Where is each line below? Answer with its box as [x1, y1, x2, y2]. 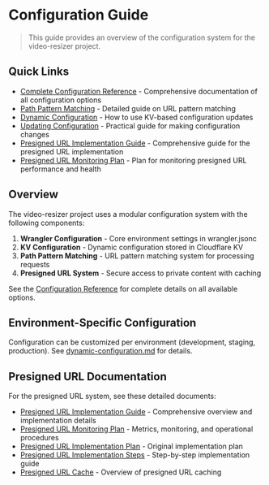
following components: [8, 218, 85, 227]
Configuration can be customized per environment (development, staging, [8, 337, 256, 347]
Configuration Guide [8, 6, 149, 24]
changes [19, 129, 50, 139]
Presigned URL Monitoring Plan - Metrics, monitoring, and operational [19, 424, 254, 434]
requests [19, 259, 50, 269]
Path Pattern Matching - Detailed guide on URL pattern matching [19, 103, 237, 113]
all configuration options [19, 95, 102, 105]
